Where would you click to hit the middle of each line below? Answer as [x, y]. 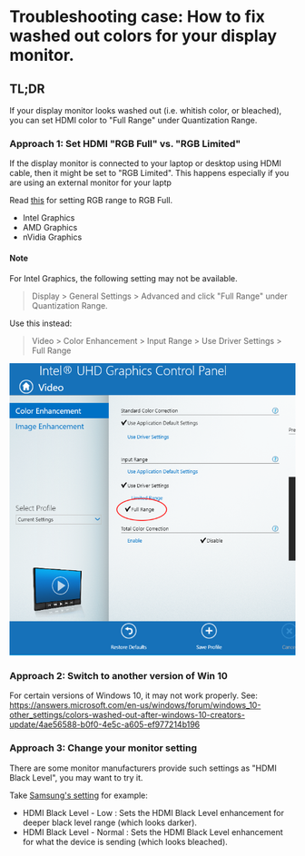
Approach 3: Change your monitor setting [103, 748]
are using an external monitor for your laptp [91, 182]
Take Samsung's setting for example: [79, 795]
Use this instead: [41, 323]
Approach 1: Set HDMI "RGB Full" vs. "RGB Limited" [125, 143]
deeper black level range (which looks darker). [110, 822]
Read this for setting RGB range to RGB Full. [91, 201]
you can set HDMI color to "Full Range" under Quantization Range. [133, 120]
